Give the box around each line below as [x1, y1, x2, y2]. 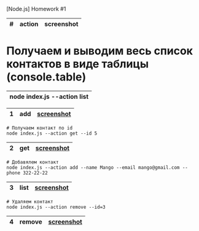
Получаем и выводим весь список [6, 44, 193, 58]
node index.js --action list [9, 92, 89, 101]
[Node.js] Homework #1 [6, 6, 66, 12]
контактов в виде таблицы [6, 57, 149, 71]
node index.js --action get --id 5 [6, 130, 98, 136]
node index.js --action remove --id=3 [6, 204, 106, 210]
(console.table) [6, 70, 87, 84]
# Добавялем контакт [6, 159, 60, 165]
